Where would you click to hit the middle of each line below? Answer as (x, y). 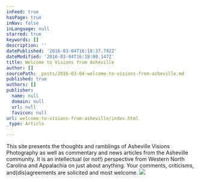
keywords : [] (23, 40)
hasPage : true (24, 17)
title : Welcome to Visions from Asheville (60, 62)
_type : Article (25, 124)
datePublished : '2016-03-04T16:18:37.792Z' (62, 51)
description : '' (27, 46)
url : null (24, 107)
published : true (27, 79)
